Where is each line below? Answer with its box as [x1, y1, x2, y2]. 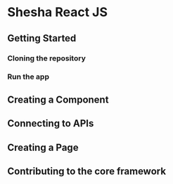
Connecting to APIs [7, 117, 94, 130]
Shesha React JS [7, 4, 108, 20]
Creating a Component [7, 93, 109, 105]
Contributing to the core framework [7, 165, 167, 177]
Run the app [7, 72, 49, 81]
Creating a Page [7, 141, 79, 153]
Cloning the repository [7, 53, 86, 63]
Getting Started [7, 32, 77, 44]
